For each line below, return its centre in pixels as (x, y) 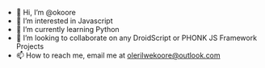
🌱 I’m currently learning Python (67, 29)
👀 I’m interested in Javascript (64, 21)
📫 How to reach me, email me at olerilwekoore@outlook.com (118, 55)
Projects (30, 46)
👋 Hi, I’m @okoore (46, 12)
